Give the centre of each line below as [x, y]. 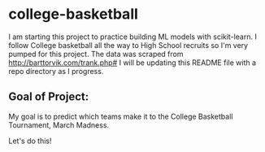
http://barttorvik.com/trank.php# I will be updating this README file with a [132, 63]
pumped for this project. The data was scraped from [96, 54]
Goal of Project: [49, 97]
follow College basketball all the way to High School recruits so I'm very [128, 45]
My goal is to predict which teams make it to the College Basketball [121, 116]
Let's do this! [30, 141]
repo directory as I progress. [56, 71]
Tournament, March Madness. [59, 125]
